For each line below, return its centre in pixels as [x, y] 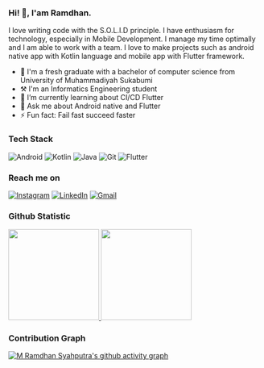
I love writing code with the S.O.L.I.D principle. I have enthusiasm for [122, 31]
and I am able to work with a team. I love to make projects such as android [131, 48]
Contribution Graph [47, 338]
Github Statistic [39, 215]
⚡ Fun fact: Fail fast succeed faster [78, 115]
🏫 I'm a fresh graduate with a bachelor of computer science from [128, 72]
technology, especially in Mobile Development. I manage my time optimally [132, 39]
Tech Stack [31, 139]
